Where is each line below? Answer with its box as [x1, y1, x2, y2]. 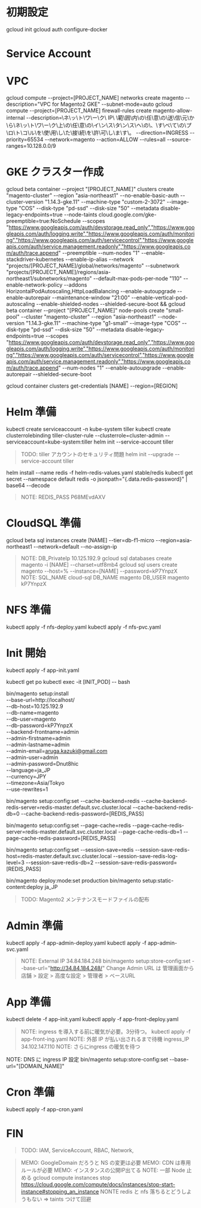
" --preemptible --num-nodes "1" [58, 249, 141, 256]
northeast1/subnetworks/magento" [6, 275, 92, 282]
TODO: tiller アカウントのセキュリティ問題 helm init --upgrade [20, 450, 173, 457]
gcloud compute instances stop [32, 1174, 111, 1181]
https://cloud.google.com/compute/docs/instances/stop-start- [20, 1180, 175, 1188]
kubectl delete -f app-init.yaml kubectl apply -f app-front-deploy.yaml [6, 1015, 179, 1022]
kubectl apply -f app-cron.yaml [6, 1105, 83, 1112]
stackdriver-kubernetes [6, 256, 65, 263]
